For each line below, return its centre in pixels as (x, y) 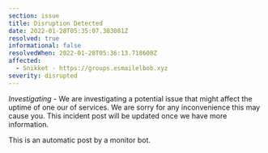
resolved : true (34, 38)
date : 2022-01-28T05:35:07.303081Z (68, 31)
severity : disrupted (43, 76)
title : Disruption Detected (56, 23)
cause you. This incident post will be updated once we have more (118, 116)
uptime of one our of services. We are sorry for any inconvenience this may (134, 107)
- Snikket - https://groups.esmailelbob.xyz (92, 68)
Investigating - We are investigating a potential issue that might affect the (130, 98)
